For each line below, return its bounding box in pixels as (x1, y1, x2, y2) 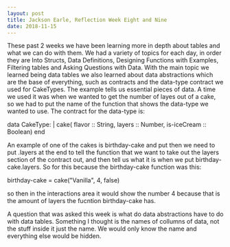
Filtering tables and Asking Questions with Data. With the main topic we (7, 63, 209, 72)
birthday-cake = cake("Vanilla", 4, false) (7, 176, 120, 185)
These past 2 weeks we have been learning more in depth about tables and (7, 42, 220, 50)
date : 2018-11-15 (7, 23, 57, 30)
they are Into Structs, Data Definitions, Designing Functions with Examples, (7, 56, 218, 64)
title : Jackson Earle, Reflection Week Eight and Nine (7, 16, 168, 23)
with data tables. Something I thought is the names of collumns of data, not (7, 217, 220, 226)
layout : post (7, 10, 45, 17)
